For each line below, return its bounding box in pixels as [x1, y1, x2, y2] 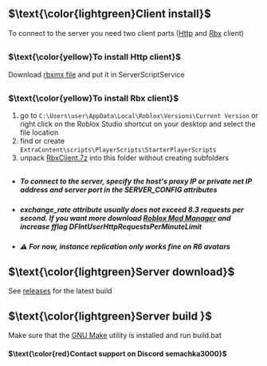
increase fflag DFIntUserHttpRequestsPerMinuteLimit [19, 222, 202, 231]
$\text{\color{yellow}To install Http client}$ [8, 52, 182, 63]
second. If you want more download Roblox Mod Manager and [19, 214, 231, 223]
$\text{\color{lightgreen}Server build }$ [8, 309, 213, 323]
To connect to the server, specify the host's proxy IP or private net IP [19, 176, 253, 186]
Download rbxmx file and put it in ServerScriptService [8, 69, 185, 79]
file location [19, 128, 59, 137]
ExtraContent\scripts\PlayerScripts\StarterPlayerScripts [19, 146, 217, 155]
